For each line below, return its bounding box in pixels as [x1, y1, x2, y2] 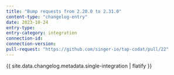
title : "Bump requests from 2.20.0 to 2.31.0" [6, 8, 122, 15]
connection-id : [6, 35, 43, 41]
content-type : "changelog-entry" [6, 14, 88, 20]
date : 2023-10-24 [6, 19, 49, 25]
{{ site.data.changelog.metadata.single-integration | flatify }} [6, 62, 152, 69]
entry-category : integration [6, 30, 77, 36]
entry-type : [6, 24, 35, 31]
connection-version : [6, 41, 57, 47]
